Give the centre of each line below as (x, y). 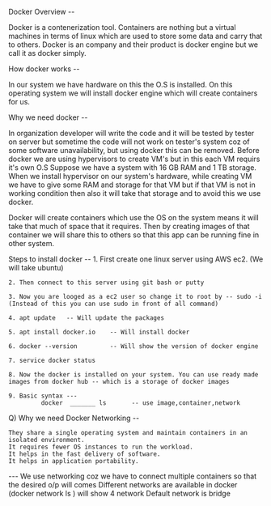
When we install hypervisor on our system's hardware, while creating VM (130, 176)
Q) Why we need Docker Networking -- (74, 418)
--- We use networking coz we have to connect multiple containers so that (133, 476)
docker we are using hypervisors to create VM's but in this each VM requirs (134, 159)
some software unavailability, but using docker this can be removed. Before (134, 150)
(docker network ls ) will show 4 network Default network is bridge (119, 493)
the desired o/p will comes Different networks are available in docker (123, 485)
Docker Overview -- (42, 12)
